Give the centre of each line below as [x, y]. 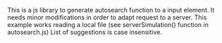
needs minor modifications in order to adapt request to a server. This [107, 17]
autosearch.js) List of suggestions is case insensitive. [85, 32]
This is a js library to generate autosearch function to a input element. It [111, 10]
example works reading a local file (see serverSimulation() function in [108, 25]
